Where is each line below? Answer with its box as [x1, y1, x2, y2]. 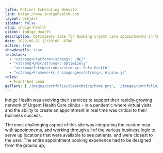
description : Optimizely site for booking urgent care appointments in [5, 34, 153, 39]
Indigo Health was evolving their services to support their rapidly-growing [5, 97, 153, 103]
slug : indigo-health [5, 25, 47, 30]
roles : [5, 75, 18, 79]
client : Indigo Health [5, 30, 51, 34]
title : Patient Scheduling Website [5, 7, 77, 12]
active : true [5, 43, 32, 48]
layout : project [5, 16, 38, 21]
